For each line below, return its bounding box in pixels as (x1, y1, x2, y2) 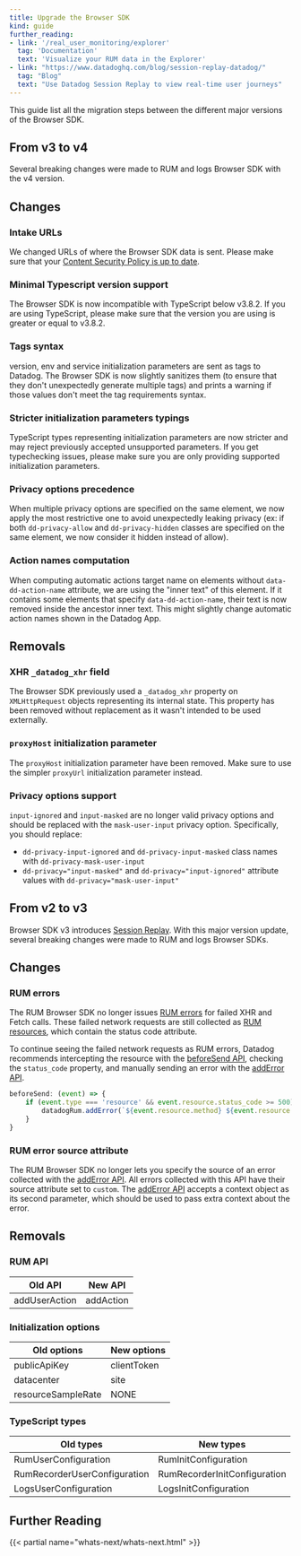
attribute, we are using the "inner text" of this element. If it (67, 584, 282, 595)
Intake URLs (9, 226, 63, 239)
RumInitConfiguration (158, 1454, 248, 1466)
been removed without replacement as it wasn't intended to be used (9, 705, 262, 716)
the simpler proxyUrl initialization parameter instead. (9, 767, 203, 778)
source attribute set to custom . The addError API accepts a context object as (9, 1184, 289, 1195)
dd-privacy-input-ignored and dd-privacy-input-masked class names (21, 846, 278, 856)
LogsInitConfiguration (158, 1482, 250, 1495)
